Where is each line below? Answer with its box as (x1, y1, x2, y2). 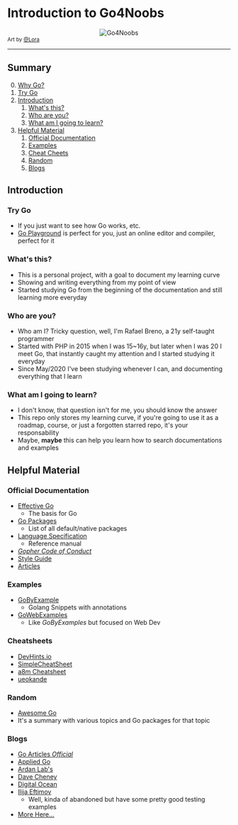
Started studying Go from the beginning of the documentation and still (17, 285, 223, 294)
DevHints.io (17, 652, 52, 660)
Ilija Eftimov (17, 787, 52, 796)
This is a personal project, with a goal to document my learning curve (17, 270, 220, 279)
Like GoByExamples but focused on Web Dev (28, 619, 161, 627)
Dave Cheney (17, 773, 57, 781)
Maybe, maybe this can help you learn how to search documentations (17, 436, 222, 445)
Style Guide (17, 555, 52, 563)
